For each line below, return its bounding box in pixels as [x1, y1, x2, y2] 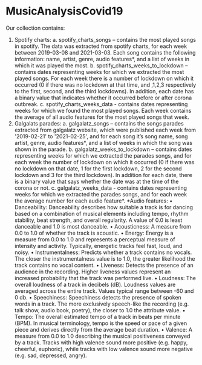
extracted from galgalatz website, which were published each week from [14, 126, 197, 133]
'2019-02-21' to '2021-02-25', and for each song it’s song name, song [14, 132, 188, 140]
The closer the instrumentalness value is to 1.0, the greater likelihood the [14, 255, 195, 262]
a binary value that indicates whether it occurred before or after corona [14, 94, 192, 101]
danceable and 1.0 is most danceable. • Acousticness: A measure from [14, 223, 192, 230]
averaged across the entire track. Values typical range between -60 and [14, 287, 194, 295]
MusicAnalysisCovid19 [5, 4, 123, 18]
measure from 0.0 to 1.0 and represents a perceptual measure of [14, 235, 176, 243]
